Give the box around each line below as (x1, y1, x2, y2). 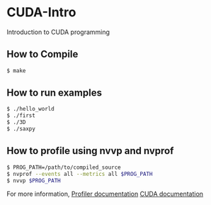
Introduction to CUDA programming (6, 28, 110, 36)
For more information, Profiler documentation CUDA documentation (6, 189, 203, 199)
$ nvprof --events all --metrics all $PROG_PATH (6, 170, 153, 177)
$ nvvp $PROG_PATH (6, 177, 61, 184)
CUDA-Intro (6, 4, 76, 21)
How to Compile (6, 48, 79, 60)
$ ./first (6, 112, 36, 119)
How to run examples (6, 87, 102, 99)
